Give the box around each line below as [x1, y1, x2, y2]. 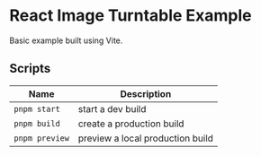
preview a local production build [77, 132, 214, 144]
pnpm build [13, 118, 60, 128]
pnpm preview [13, 133, 70, 143]
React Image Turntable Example [9, 5, 252, 26]
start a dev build [77, 102, 147, 115]
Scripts [9, 61, 51, 76]
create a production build [77, 117, 184, 130]
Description [120, 87, 172, 100]
